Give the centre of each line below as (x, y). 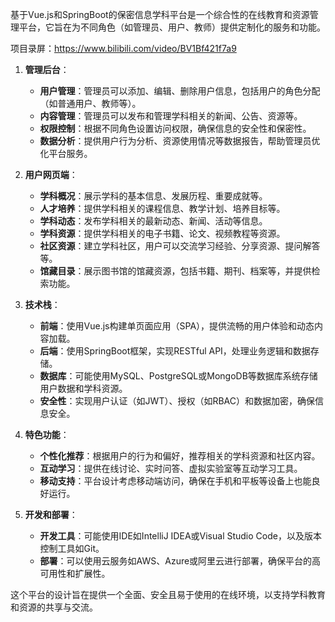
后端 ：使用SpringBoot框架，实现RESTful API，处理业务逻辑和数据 (175, 351)
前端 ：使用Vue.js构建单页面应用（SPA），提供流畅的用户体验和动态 (177, 326)
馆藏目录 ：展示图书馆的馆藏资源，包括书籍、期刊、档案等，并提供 (175, 271)
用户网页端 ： (51, 174)
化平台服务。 (66, 153)
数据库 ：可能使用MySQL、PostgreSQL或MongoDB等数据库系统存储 (178, 376)
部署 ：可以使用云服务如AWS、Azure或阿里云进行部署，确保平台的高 (180, 561)
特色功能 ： (47, 434)
